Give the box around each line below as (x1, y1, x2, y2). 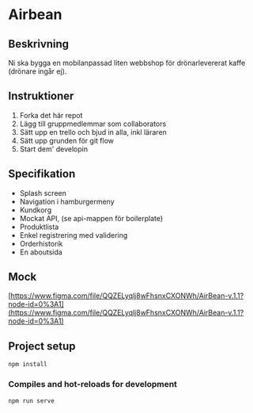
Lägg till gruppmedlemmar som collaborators (19, 119, 167, 128)
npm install (8, 361, 47, 369)
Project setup (8, 339, 77, 353)
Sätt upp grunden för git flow (19, 136, 115, 145)
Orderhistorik (19, 239, 63, 248)
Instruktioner (8, 90, 74, 103)
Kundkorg (19, 205, 52, 215)
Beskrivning (8, 37, 70, 51)
